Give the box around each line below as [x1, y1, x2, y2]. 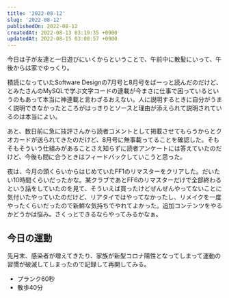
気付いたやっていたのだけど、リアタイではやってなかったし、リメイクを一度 [7, 193, 222, 201]
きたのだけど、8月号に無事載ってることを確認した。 [60, 136, 208, 144]
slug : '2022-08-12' [7, 16, 63, 23]
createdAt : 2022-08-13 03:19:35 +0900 [7, 29, 118, 36]
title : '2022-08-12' [7, 10, 66, 17]
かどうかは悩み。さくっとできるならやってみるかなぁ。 [7, 210, 162, 219]
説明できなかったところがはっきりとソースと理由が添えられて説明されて [12, 104, 217, 112]
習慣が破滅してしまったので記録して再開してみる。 [7, 260, 150, 268]
